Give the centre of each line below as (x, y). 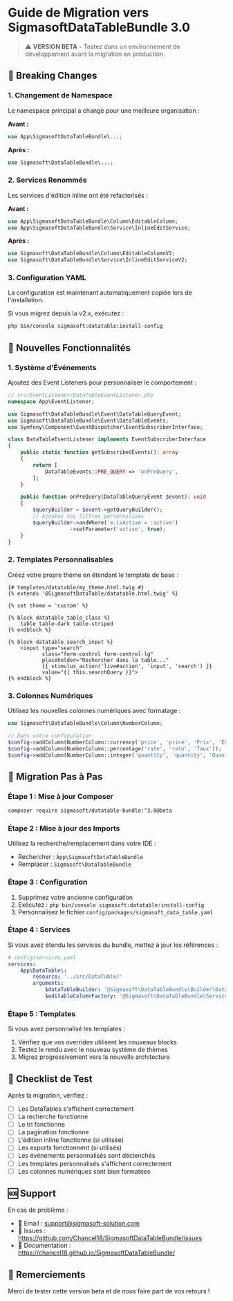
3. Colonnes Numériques (50, 695)
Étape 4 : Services (39, 930)
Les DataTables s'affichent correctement (76, 1109)
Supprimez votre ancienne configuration (75, 897)
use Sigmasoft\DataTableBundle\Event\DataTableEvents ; (88, 421)
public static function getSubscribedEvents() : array (99, 452)
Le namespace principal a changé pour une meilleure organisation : (104, 110)
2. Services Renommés (47, 180)
